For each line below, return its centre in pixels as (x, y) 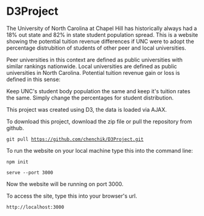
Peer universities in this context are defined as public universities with (94, 60)
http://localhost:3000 (35, 207)
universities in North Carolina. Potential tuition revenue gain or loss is (93, 72)
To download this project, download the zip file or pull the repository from (99, 121)
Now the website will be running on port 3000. (65, 184)
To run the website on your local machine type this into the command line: (100, 150)
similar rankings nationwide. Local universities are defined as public (92, 66)
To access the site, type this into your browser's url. (72, 196)
